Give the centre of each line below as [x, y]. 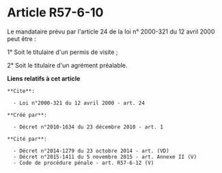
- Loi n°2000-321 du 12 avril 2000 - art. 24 [79, 103]
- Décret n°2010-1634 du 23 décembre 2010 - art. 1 [88, 127]
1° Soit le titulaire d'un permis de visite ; [63, 52]
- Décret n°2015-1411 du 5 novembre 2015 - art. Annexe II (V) [105, 157]
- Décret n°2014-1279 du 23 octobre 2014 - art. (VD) [91, 151]
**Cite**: [21, 91]
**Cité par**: [27, 139]
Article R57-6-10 [55, 13]
